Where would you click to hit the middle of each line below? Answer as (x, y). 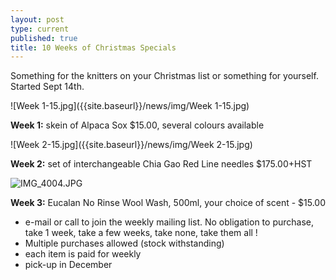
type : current (40, 29)
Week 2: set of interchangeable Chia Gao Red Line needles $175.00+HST (161, 164)
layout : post (37, 19)
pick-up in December (68, 265)
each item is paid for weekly (83, 254)
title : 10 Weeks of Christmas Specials (93, 47)
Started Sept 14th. (47, 87)
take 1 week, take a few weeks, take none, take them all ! (141, 233)
